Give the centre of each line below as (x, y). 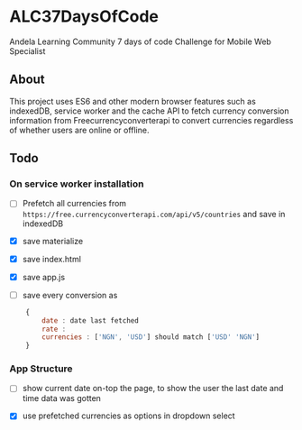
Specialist (27, 50)
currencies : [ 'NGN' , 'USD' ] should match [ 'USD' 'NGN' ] (151, 337)
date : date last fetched (91, 320)
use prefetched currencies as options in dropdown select (129, 416)
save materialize (53, 241)
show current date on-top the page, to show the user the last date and (153, 389)
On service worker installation (77, 184)
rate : (54, 329)
